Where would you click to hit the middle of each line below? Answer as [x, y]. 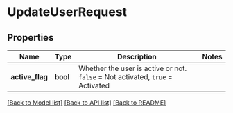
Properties [31, 38]
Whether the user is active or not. [133, 68]
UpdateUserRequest [67, 12]
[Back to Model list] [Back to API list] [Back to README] [87, 103]
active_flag [29, 77]
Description [137, 57]
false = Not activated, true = [126, 77]
